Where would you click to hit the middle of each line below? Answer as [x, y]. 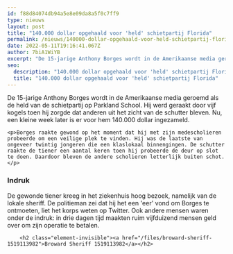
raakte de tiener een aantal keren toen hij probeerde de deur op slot [113, 151]
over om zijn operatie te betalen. [53, 225]
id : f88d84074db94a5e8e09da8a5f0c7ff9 [63, 14]
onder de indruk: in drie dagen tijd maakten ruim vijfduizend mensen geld [112, 218]
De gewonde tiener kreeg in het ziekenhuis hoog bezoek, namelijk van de [112, 196]
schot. [215, 157]
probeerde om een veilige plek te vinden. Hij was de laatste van [105, 139]
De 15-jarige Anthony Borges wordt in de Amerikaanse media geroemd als [113, 98]
